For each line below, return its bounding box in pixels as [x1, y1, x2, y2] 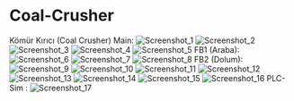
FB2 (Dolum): [193, 54, 244, 64]
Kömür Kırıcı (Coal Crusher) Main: [9, 35, 135, 46]
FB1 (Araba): [193, 44, 240, 55]
